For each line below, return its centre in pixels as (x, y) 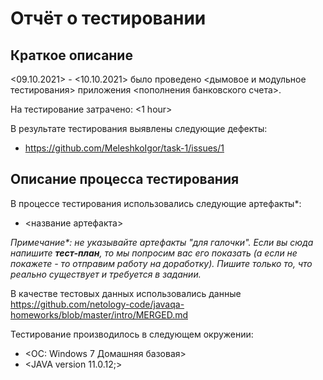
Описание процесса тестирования (125, 179)
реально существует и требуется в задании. (106, 274)
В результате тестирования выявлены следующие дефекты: (139, 128)
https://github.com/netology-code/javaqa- (97, 304)
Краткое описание (71, 55)
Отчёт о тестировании (108, 18)
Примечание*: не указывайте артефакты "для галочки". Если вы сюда (162, 242)
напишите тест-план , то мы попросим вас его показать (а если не (154, 253)
